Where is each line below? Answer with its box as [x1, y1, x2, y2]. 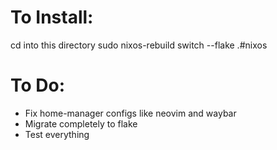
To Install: [10, 6, 94, 29]
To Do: [10, 74, 66, 97]
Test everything [24, 128, 90, 140]
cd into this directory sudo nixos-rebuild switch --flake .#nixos [10, 39, 268, 51]
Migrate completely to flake [24, 117, 138, 130]
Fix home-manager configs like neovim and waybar [24, 107, 237, 119]
